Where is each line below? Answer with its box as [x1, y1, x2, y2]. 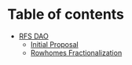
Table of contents [7, 5, 125, 23]
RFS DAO [18, 31, 49, 41]
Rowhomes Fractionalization [30, 48, 123, 57]
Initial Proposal [30, 39, 79, 49]
